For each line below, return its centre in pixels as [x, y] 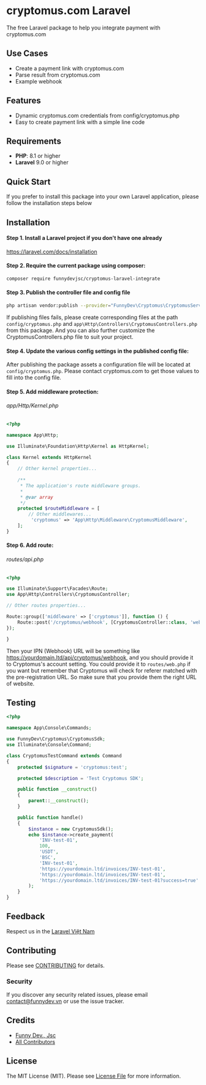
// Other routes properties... [46, 606]
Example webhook [39, 81]
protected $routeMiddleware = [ [59, 509]
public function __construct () [57, 789]
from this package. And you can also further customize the [81, 330]
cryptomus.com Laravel [68, 11]
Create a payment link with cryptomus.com [70, 68]
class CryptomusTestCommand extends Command [64, 755]
